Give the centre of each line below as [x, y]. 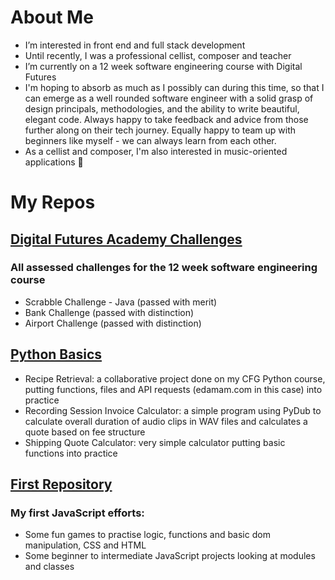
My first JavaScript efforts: [77, 513]
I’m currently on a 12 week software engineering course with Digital [163, 66]
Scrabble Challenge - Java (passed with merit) [121, 302]
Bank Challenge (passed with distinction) [109, 312]
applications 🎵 [54, 162]
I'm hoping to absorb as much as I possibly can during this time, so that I [174, 87]
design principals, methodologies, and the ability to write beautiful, [162, 108]
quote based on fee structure [85, 432]
